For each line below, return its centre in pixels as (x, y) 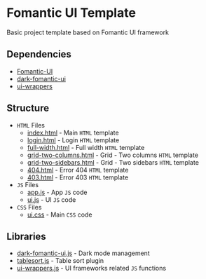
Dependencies (39, 54)
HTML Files (30, 125)
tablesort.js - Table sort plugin (60, 261)
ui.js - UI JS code (51, 199)
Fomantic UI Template (71, 13)
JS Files (28, 184)
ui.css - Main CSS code (60, 215)
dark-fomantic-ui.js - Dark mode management (83, 253)
